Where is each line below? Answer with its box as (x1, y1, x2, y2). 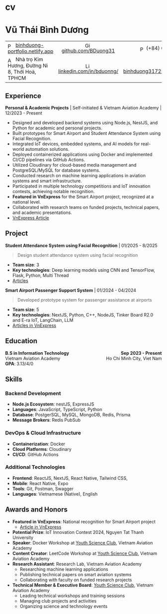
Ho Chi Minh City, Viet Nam (106, 355, 162, 361)
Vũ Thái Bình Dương (5, 24, 89, 36)
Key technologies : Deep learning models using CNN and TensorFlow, (12, 267, 156, 273)
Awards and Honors (5, 506, 68, 514)
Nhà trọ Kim (15, 56, 43, 63)
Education (5, 337, 38, 345)
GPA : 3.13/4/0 (5, 360, 34, 367)
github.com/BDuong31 (61, 47, 115, 54)
